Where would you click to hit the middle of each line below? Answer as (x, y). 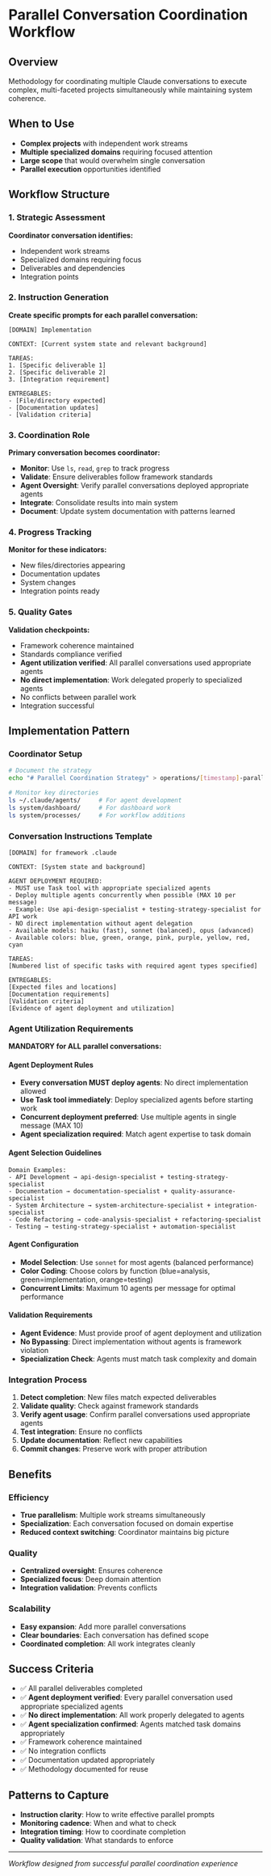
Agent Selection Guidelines (55, 1153)
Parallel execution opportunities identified (90, 169)
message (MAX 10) (52, 1126)
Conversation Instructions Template (81, 836)
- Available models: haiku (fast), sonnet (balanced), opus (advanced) (131, 930)
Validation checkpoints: (49, 630)
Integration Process (48, 1380)
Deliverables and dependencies (73, 268)
